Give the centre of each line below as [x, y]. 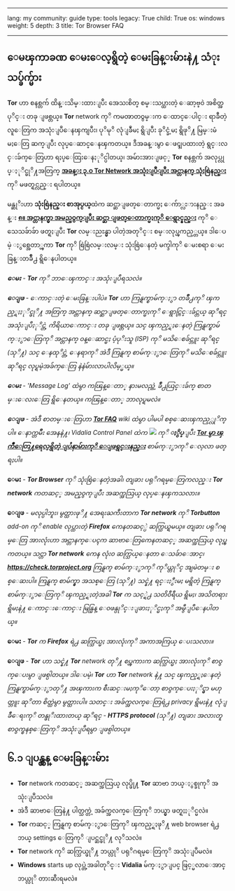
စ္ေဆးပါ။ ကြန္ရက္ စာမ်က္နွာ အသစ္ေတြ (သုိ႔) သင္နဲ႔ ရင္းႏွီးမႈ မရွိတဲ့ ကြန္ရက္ [114, 580]
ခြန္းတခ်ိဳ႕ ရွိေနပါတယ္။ [42, 258]
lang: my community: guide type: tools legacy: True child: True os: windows [116, 18]
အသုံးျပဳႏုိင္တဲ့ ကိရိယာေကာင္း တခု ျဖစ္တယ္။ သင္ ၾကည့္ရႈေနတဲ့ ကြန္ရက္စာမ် [114, 325]
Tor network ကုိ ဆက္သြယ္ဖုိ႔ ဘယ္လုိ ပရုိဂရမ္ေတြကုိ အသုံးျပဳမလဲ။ [115, 851]
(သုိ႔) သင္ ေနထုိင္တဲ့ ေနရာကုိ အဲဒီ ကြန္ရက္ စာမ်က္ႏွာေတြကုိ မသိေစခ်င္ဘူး [117, 352]
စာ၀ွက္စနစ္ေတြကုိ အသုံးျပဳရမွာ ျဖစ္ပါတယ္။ [69, 729]
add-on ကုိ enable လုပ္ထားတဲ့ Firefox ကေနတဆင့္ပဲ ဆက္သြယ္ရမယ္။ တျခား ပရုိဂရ [116, 526]
